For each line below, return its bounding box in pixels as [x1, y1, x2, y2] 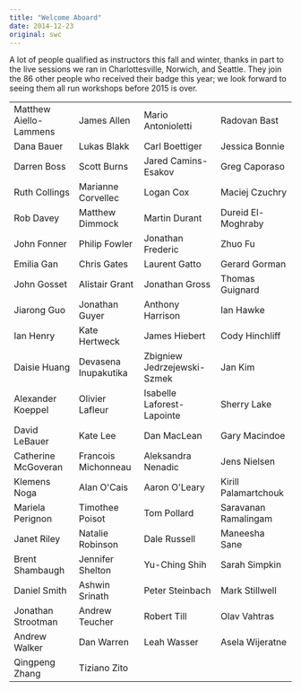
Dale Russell [143, 533, 195, 546]
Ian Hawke [220, 304, 266, 317]
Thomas [220, 273, 255, 285]
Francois [79, 450, 116, 462]
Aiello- [13, 114, 44, 127]
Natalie [79, 527, 109, 539]
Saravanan [220, 502, 266, 514]
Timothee [79, 502, 119, 514]
